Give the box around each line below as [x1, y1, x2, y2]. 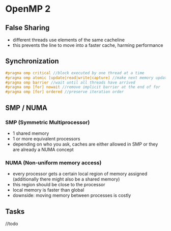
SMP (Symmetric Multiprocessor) [5, 119, 90, 126]
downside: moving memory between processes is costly [12, 192, 131, 198]
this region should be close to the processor [12, 182, 105, 188]
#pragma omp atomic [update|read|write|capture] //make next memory [5, 75, 154, 80]
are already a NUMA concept [12, 146, 74, 153]
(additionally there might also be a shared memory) [12, 176, 120, 182]
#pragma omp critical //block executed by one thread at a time [5, 70, 145, 75]
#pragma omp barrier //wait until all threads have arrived [5, 80, 136, 85]
